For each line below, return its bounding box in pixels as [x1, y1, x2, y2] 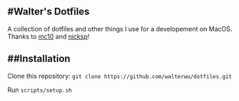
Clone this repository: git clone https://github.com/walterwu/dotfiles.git [7, 71, 233, 80]
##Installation [7, 53, 71, 65]
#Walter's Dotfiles [7, 6, 90, 18]
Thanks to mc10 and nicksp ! [7, 32, 90, 41]
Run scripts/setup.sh [7, 85, 73, 94]
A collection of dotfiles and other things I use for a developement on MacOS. [7, 24, 233, 33]
